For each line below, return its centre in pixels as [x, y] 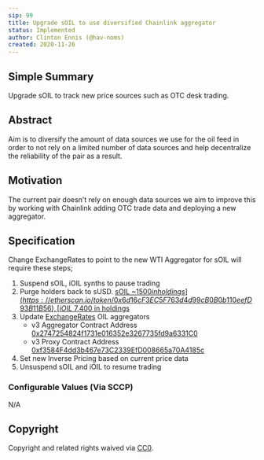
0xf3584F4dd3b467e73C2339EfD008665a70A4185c [118, 350]
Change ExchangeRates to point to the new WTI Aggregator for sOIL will [125, 259]
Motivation [35, 180]
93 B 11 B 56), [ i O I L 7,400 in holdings [74, 308]
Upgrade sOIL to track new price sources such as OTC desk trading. [119, 95]
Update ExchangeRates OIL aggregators [84, 317]
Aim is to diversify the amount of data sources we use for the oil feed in [124, 139]
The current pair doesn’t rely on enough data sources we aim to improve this [132, 199]
